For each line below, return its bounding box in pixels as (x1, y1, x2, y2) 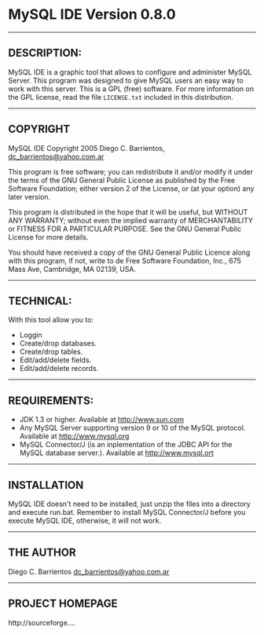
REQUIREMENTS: (8, 394, 94, 407)
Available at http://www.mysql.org (19, 431, 130, 441)
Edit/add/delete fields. (19, 355, 92, 365)
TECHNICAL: (8, 294, 72, 307)
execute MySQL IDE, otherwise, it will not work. (8, 516, 162, 525)
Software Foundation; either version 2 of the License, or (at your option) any (8, 183, 255, 193)
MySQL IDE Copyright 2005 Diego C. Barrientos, (8, 143, 165, 152)
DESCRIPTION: (8, 46, 82, 60)
